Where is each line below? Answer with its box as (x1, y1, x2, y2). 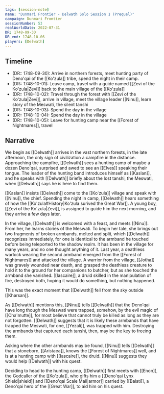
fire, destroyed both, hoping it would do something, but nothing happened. (5, 278, 156, 284)
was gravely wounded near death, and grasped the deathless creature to (5, 262, 152, 268)
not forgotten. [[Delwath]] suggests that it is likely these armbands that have (5, 318, 159, 323)
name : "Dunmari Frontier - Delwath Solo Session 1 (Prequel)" (5, 12, 135, 17)
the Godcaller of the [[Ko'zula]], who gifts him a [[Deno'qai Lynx (5, 373, 134, 379)
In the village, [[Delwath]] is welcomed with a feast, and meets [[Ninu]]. (5, 221, 149, 226)
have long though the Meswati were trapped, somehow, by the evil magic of (5, 307, 158, 313)
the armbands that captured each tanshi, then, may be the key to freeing (5, 328, 152, 334)
